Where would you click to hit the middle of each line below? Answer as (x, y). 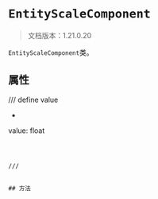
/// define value (33, 99)
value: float (27, 131)
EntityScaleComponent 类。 (51, 52)
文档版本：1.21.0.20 (60, 35)
